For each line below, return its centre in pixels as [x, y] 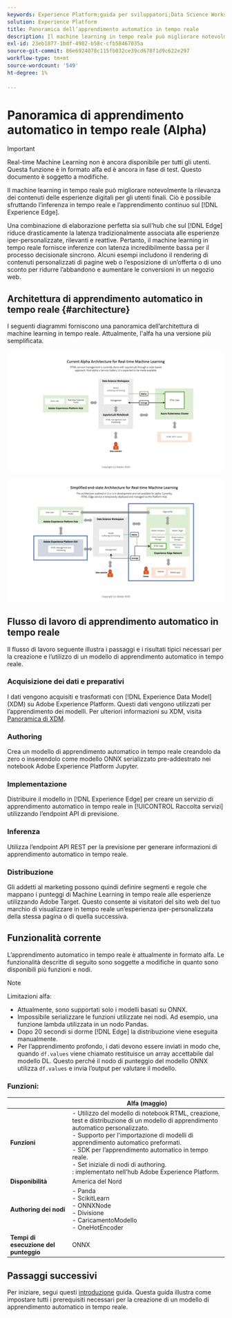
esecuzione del [32, 1244]
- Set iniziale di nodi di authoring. [119, 1164]
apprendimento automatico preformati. [127, 1142]
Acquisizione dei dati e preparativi [66, 681]
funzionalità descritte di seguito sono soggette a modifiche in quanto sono [113, 962]
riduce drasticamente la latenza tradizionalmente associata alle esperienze [113, 233]
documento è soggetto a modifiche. [58, 177]
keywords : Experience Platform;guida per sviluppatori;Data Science [108, 14]
